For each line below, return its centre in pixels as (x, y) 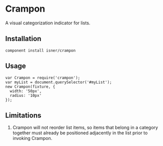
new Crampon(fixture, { (30, 87)
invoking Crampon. (32, 138)
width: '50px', (26, 91)
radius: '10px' (26, 95)
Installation (23, 39)
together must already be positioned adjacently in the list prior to (80, 133)
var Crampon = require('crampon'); (43, 78)
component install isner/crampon (40, 50)
